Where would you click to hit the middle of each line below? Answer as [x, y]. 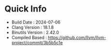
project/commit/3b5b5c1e [37, 42]
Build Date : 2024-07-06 [36, 22]
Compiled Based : [29, 37]
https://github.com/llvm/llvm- [77, 37]
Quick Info [26, 9]
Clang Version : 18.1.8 [33, 27]
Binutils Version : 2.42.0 [35, 32]
